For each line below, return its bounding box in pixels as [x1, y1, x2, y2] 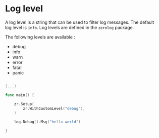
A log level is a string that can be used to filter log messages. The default [5, 19, 155, 25]
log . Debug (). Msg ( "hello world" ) [14, 119, 81, 125]
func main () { [5, 92, 35, 98]
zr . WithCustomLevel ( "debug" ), [23, 106, 85, 111]
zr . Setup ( [14, 102, 35, 106]
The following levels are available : [5, 34, 75, 40]
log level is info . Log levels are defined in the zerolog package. [5, 24, 134, 30]
